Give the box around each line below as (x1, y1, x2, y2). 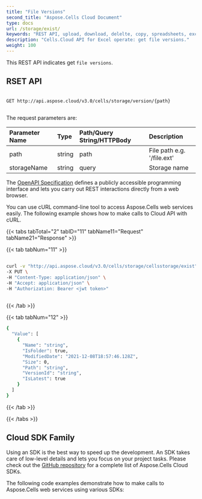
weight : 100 (6, 43, 36, 49)
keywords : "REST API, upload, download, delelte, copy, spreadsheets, (6, 31, 187, 37)
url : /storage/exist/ (6, 25, 61, 32)
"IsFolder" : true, (22, 347, 69, 354)
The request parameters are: (6, 114, 77, 122)
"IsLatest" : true (22, 376, 66, 382)
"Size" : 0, (22, 359, 50, 365)
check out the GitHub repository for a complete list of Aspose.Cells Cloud (6, 461, 188, 468)
